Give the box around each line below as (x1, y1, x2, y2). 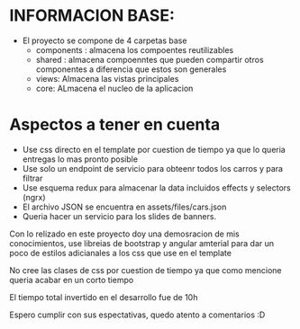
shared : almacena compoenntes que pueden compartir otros (35, 54, 264, 65)
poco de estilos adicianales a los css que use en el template (9, 247, 232, 258)
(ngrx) (22, 191, 46, 202)
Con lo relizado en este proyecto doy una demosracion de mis (9, 228, 241, 239)
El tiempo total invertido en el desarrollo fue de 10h (9, 291, 198, 302)
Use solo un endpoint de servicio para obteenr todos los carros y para (22, 163, 284, 173)
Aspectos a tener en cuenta (9, 114, 221, 135)
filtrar (22, 173, 43, 183)
